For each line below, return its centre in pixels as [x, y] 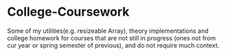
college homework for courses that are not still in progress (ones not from [112, 38]
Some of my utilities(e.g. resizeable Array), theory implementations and [108, 31]
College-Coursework [68, 12]
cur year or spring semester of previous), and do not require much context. [113, 45]
